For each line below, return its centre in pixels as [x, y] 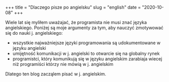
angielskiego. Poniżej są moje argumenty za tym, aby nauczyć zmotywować [84, 28]
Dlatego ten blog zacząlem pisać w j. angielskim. [56, 74]
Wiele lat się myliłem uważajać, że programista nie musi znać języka [76, 22]
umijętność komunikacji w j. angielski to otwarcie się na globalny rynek [86, 53]
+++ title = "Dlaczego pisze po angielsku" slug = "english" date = [73, 7]
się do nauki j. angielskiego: [34, 33]
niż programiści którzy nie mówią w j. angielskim [63, 64]
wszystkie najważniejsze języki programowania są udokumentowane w [86, 43]
